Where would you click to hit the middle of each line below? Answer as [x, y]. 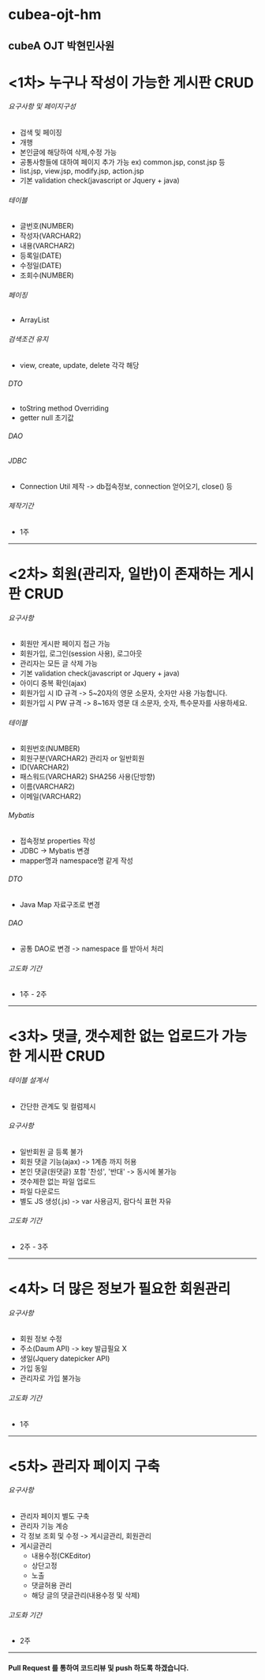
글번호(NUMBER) [47, 226]
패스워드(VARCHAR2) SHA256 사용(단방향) [87, 777]
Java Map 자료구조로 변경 [60, 904]
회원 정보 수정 [41, 1339]
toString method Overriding [64, 408]
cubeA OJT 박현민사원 [62, 45]
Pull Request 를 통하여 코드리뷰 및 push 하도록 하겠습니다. [99, 1667]
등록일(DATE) [41, 255]
